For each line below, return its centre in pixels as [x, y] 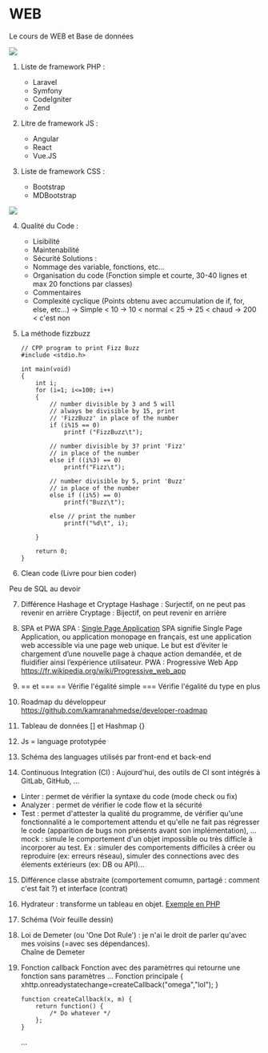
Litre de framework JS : [59, 123]
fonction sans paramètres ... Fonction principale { [102, 976]
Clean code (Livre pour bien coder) [78, 573]
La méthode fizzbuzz [56, 333]
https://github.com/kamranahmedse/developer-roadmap [114, 710]
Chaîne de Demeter [53, 952]
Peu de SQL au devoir [45, 589]
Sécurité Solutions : [65, 258]
